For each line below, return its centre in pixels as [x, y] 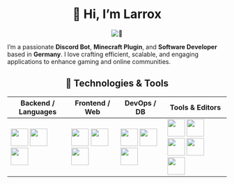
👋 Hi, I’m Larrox [117, 14]
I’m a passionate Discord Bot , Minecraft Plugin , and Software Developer [112, 47]
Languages [38, 112]
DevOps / [140, 103]
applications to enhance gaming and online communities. [89, 61]
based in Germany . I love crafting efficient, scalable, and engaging [103, 54]
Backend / [38, 103]
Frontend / [93, 103]
